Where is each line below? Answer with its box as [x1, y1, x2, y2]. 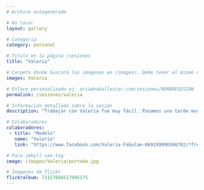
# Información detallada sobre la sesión [6, 102, 113, 109]
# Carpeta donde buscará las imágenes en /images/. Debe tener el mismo [6, 70, 194, 76]
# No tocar [6, 19, 34, 26]
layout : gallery [6, 25, 47, 31]
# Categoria [6, 36, 36, 42]
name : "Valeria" [14, 136, 56, 142]
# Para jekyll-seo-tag [6, 152, 64, 159]
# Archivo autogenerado [6, 8, 67, 15]
